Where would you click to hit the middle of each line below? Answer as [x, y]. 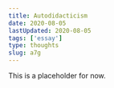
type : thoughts [34, 46]
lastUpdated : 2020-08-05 [50, 30]
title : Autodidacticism [48, 16]
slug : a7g [25, 53]
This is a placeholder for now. [57, 76]
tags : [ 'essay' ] [35, 38]
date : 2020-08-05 [37, 23]
